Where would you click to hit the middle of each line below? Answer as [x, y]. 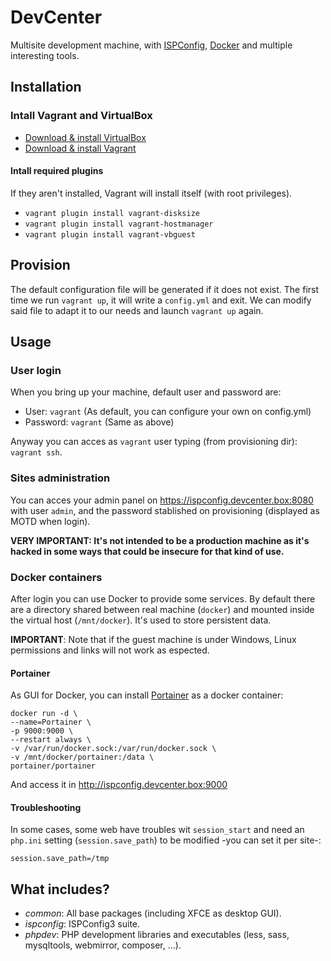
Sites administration [60, 478]
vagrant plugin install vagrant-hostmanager [119, 224]
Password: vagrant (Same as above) [99, 422]
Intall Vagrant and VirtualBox [81, 116]
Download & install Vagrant [80, 148]
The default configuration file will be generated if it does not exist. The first [165, 289]
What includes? [60, 889]
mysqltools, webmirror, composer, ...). [103, 945]
